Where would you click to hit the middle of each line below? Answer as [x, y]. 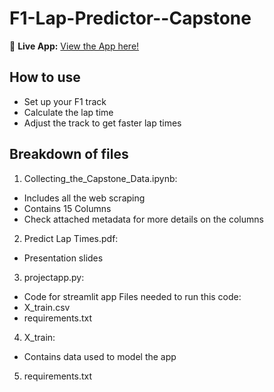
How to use [45, 77]
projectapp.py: [54, 277]
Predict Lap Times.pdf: [71, 238]
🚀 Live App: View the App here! [74, 46]
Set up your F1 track [65, 101]
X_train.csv [47, 307]
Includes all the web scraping [84, 198]
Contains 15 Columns [67, 208]
